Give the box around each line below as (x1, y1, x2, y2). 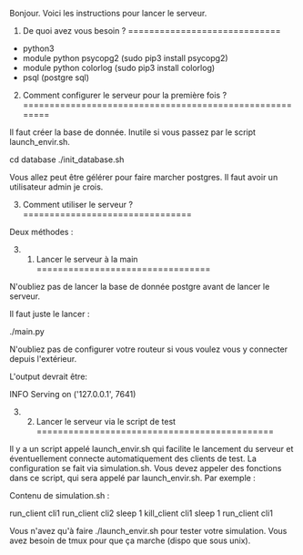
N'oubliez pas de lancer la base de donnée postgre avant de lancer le (9, 282, 270, 292)
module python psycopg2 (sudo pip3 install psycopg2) (22, 53, 229, 63)
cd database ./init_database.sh (9, 154, 125, 165)
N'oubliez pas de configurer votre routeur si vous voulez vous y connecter (9, 344, 288, 355)
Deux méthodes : (9, 227, 74, 237)
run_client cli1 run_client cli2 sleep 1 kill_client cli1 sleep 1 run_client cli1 (9, 508, 273, 519)
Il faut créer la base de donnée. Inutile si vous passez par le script (9, 127, 257, 138)
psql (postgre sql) (22, 72, 89, 83)
